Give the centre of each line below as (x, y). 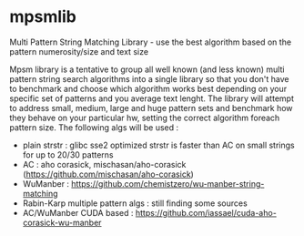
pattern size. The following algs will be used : (94, 127)
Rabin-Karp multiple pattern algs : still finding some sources (135, 203)
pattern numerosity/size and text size (79, 51)
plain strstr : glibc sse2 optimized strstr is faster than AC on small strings (158, 145)
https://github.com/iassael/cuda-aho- (206, 212)
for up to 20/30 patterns (68, 154)
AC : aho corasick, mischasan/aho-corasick (104, 164)
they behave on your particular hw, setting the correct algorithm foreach (145, 118)
